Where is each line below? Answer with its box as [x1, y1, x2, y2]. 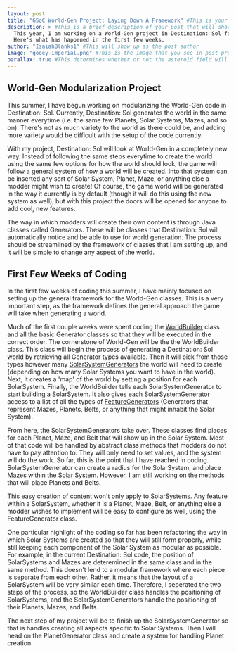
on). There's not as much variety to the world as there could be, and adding [7, 123, 226, 132]
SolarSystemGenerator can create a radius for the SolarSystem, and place [7, 464, 221, 472]
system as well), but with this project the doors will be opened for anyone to [7, 196, 227, 205]
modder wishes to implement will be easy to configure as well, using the [7, 507, 216, 516]
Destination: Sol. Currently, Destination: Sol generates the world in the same [7, 108, 227, 117]
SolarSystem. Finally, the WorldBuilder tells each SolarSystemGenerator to [7, 383, 223, 391]
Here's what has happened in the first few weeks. [13, 37, 165, 44]
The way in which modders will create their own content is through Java [7, 217, 216, 226]
